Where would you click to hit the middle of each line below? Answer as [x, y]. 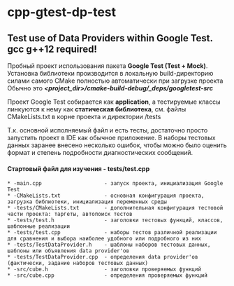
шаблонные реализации [39, 226]
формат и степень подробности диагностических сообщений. [100, 152]
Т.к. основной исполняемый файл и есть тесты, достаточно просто [108, 130]
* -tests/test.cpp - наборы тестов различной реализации [112, 233]
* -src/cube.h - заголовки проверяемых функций [104, 270]
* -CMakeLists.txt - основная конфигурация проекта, [106, 196]
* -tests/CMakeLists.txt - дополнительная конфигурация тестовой [115, 208]
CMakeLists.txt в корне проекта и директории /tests [84, 117]
